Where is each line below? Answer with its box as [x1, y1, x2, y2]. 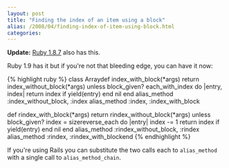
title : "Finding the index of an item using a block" [7, 17, 166, 24]
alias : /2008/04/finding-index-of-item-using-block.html [7, 23, 175, 30]
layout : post [7, 10, 45, 17]
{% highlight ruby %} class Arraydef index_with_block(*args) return [7, 75, 199, 84]
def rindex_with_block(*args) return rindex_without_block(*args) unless [7, 111, 211, 119]
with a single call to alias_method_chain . [7, 153, 121, 162]
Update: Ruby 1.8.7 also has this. [7, 48, 100, 57]
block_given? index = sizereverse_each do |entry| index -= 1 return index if [7, 118, 220, 127]
